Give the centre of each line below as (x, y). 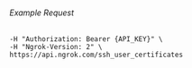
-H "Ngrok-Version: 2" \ (56, 47)
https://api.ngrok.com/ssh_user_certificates (96, 55)
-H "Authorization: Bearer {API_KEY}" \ (87, 39)
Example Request (42, 13)
